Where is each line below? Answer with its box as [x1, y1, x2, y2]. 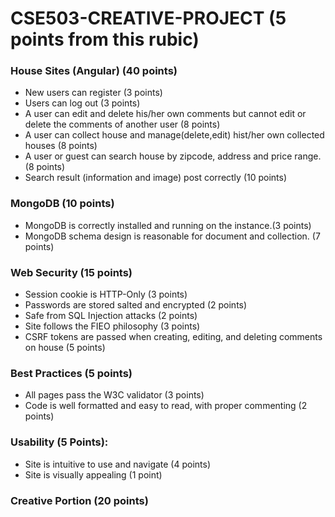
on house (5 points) [24, 342, 106, 354]
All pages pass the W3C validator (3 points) [24, 389, 205, 401]
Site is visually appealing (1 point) [24, 468, 163, 481]
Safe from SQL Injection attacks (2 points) [24, 310, 198, 322]
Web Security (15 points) [10, 265, 133, 279]
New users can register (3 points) [24, 87, 163, 99]
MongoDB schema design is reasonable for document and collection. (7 [24, 230, 321, 242]
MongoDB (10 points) [10, 197, 115, 211]
